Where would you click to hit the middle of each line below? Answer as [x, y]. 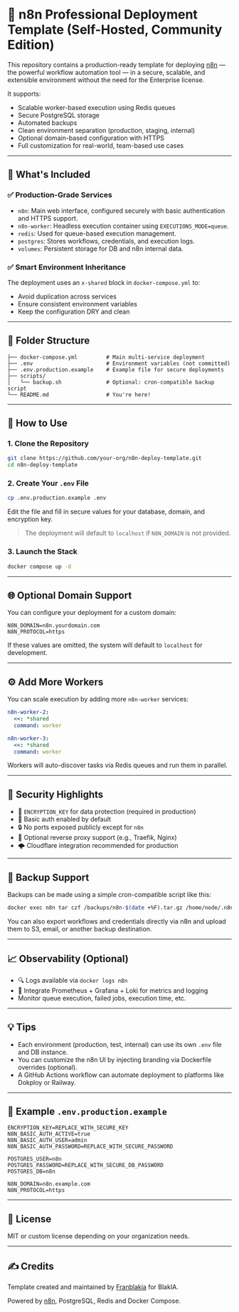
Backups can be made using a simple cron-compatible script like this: [109, 895]
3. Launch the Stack [43, 551]
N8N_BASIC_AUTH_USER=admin [47, 1141]
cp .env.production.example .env [57, 498]
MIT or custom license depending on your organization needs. [99, 1236]
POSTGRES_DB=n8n [31, 1172]
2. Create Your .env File [48, 484]
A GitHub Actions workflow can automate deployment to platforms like [121, 1075]
